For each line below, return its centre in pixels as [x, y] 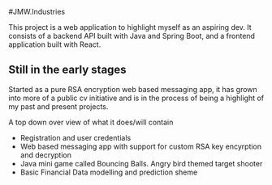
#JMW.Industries [37, 12]
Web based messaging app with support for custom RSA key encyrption [141, 146]
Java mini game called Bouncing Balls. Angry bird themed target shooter [141, 163]
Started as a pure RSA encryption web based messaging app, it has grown [133, 89]
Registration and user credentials [76, 137]
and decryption [45, 155]
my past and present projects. [58, 106]
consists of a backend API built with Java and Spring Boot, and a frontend [132, 36]
